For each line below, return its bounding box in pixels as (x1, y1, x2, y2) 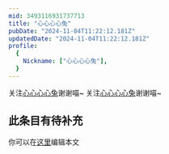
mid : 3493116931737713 (8, 11, 85, 20)
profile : (8, 42, 38, 50)
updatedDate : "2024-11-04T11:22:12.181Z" (8, 34, 150, 43)
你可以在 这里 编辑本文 (8, 137, 79, 147)
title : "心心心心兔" (8, 19, 71, 28)
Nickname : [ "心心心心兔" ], (23, 58, 108, 66)
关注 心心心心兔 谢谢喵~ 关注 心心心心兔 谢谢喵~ (8, 88, 162, 97)
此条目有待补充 (8, 114, 83, 128)
